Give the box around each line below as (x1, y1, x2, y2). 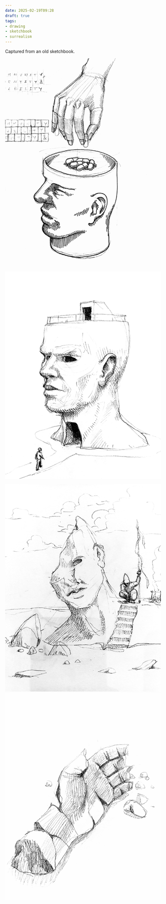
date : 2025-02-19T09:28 (5, 8, 54, 13)
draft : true (5, 13, 30, 18)
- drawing (5, 24, 26, 29)
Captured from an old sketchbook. (5, 49, 75, 54)
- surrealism (5, 34, 32, 39)
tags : (5, 18, 16, 23)
